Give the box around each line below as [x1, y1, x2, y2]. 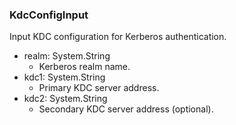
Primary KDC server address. [38, 82, 160, 94]
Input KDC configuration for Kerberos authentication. [9, 31, 227, 43]
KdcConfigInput [9, 8, 89, 22]
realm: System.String [23, 50, 111, 62]
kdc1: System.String [23, 71, 106, 83]
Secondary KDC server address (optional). [38, 103, 214, 115]
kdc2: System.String [23, 93, 108, 105]
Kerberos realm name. [38, 61, 131, 73]
